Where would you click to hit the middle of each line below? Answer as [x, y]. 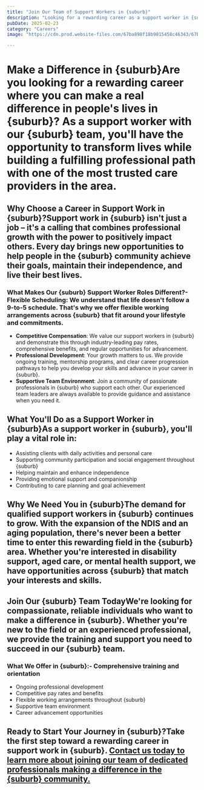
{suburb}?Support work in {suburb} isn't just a [97, 218]
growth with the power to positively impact [89, 237]
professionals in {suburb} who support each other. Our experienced [100, 387]
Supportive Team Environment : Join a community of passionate [96, 381]
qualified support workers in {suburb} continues [100, 514]
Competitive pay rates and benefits [59, 693]
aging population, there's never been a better [94, 533]
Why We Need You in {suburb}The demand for [97, 505]
